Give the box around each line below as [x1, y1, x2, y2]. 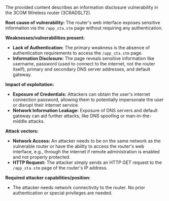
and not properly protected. [12, 154, 71, 160]
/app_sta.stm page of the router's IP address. [12, 165, 108, 171]
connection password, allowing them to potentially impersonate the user [12, 96, 164, 103]
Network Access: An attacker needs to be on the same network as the [12, 138, 161, 144]
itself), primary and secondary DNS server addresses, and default [12, 66, 151, 72]
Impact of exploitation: [5, 81, 54, 87]
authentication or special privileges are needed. [12, 190, 113, 196]
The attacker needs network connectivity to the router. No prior [12, 185, 146, 190]
